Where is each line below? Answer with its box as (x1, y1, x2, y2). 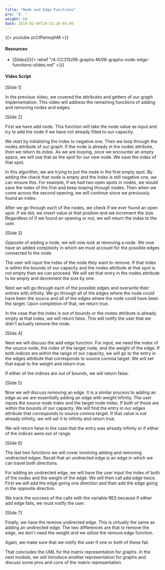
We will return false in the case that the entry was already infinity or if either (5, 425, 159, 431)
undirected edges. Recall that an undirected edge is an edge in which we (5, 455, 153, 460)
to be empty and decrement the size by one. (5, 275, 95, 281)
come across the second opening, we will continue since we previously (5, 190, 150, 195)
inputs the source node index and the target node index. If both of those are (5, 400, 159, 406)
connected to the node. (5, 250, 53, 256)
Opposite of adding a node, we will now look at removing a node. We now (5, 239, 155, 245)
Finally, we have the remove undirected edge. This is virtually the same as (5, 519, 155, 525)
